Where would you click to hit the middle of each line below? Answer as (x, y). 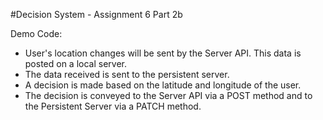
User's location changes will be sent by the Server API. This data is (163, 53)
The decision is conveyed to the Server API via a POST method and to (168, 95)
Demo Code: (36, 33)
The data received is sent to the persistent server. (127, 74)
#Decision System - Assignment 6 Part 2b (96, 14)
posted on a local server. (76, 63)
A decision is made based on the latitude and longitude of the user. (163, 85)
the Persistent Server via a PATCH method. (113, 106)
